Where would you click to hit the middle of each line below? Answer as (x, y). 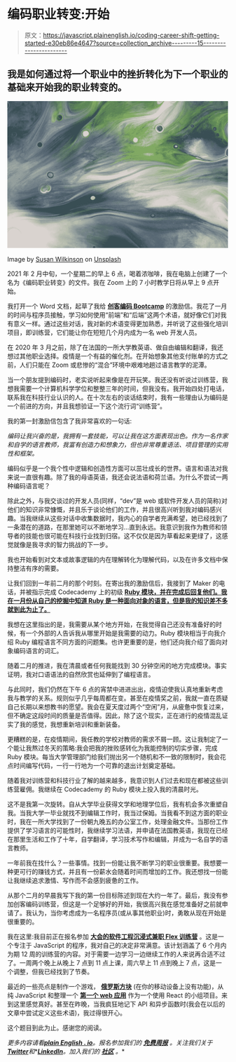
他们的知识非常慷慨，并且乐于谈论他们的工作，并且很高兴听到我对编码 (109, 510)
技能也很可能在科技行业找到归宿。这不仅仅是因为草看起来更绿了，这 (124, 536)
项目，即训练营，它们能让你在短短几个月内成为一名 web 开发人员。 (104, 332)
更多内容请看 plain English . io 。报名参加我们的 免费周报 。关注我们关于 (110, 1043)
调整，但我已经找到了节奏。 (53, 972)
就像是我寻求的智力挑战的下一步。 (62, 545)
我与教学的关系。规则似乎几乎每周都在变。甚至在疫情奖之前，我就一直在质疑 (118, 698)
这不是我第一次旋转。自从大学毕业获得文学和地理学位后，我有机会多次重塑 (114, 805)
